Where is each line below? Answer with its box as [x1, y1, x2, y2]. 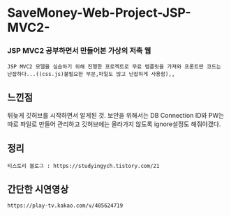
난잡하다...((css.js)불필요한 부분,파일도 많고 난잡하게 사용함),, [7, 71, 175, 78]
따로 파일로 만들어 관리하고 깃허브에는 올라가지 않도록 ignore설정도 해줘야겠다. [7, 120, 221, 128]
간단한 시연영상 [7, 183, 69, 195]
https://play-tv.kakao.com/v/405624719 [7, 202, 124, 209]
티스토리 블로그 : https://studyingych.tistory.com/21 [7, 162, 160, 170]
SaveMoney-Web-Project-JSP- [7, 5, 191, 21]
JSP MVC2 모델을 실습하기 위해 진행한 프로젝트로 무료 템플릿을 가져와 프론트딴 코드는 [7, 63, 221, 70]
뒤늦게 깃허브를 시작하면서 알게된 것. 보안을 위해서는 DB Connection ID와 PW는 [7, 111, 225, 120]
